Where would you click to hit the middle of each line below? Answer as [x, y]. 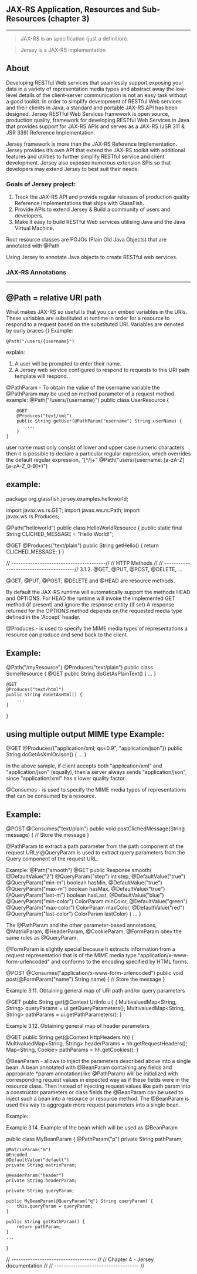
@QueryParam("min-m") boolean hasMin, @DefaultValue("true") [84, 883]
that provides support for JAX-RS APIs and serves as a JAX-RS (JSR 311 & [95, 126]
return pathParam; [39, 1227]
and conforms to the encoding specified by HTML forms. [120, 962]
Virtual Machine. [34, 228]
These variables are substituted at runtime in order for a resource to [88, 318]
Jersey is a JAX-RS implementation [63, 50]
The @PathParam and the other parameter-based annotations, [81, 926]
